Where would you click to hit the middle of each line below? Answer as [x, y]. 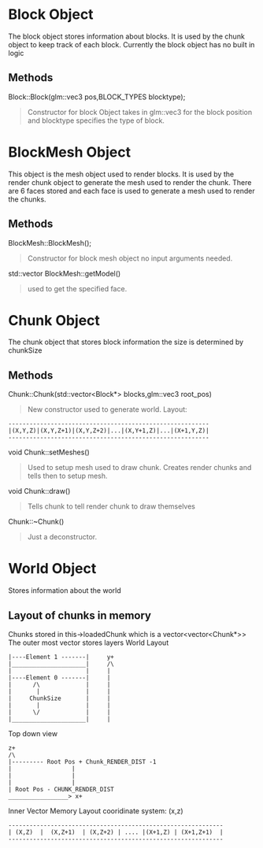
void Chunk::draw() [39, 491]
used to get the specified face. [77, 288]
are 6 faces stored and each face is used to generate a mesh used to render [131, 191]
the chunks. [27, 199]
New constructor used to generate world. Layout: [107, 409]
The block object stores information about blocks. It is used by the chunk [127, 36]
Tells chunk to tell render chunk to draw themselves [111, 506]
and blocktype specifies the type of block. [96, 120]
